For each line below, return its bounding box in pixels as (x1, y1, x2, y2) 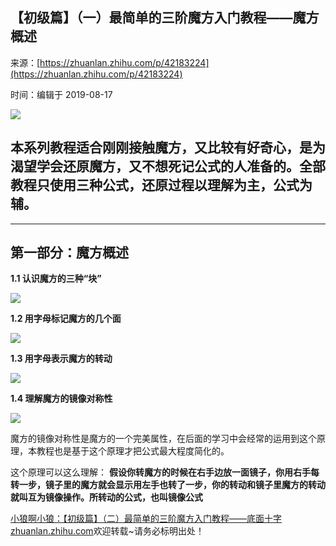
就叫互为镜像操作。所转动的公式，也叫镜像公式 (10, 491, 203, 503)
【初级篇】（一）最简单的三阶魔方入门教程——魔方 (10, 9, 320, 27)
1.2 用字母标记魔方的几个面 (10, 313, 122, 325)
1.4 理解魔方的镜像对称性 (10, 393, 113, 405)
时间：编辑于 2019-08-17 (10, 88, 113, 100)
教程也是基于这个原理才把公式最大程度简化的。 (36, 445, 230, 457)
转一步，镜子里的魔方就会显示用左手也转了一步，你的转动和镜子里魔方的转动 (10, 479, 326, 491)
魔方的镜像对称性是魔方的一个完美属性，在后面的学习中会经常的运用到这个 (10, 433, 317, 445)
